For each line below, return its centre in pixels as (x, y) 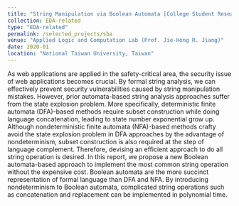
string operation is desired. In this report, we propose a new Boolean (108, 156)
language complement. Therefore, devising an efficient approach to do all (115, 149)
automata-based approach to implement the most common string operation (118, 164)
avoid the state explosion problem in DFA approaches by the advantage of (116, 134)
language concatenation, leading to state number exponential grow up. (111, 119)
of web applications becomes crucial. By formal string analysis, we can (111, 81)
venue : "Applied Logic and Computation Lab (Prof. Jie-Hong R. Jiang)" (116, 40)
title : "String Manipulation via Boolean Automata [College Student (111, 14)
